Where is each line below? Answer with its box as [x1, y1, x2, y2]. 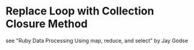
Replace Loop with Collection [5, 4, 154, 18]
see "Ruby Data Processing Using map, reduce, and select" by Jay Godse [5, 37, 189, 44]
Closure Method [5, 17, 88, 31]
